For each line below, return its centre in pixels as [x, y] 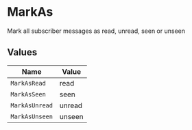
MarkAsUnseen [32, 116]
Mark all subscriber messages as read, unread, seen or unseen [96, 31]
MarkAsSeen [28, 94]
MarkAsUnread [32, 105]
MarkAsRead [28, 83]
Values [22, 52]
